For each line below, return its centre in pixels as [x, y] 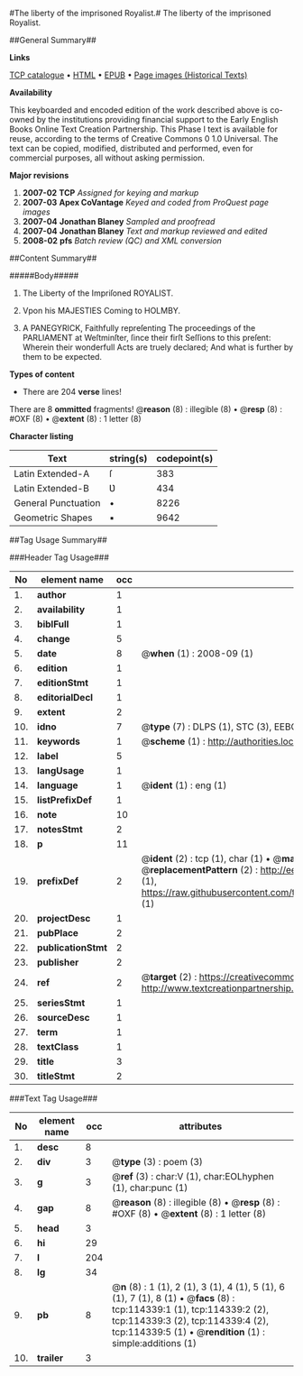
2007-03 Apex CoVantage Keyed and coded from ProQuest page [145, 202]
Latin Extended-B [52, 488]
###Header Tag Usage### [60, 557]
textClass [58, 1047]
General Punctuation [57, 503]
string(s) [129, 459]
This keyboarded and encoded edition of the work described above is [139, 110]
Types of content [42, 374]
